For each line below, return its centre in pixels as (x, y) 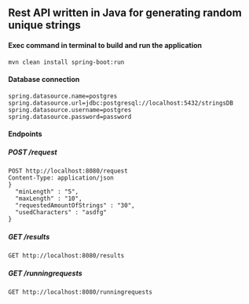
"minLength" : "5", (47, 192)
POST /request (33, 152)
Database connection (44, 80)
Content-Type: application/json (61, 178)
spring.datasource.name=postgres (63, 96)
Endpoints (25, 134)
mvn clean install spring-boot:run (66, 62)
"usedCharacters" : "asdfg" (61, 213)
